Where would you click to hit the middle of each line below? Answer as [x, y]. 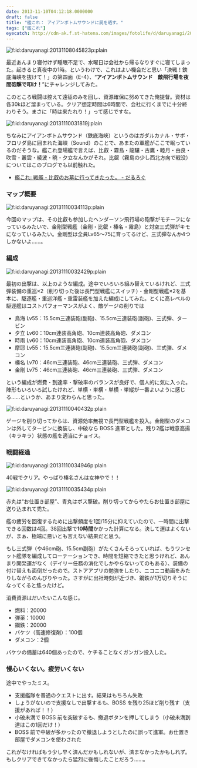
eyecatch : [18, 34]
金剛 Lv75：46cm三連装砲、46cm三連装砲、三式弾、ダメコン [89, 370]
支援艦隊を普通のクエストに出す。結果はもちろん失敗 [79, 696]
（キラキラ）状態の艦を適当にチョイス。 [55, 435]
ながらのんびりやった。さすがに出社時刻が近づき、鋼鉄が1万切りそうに [102, 578]
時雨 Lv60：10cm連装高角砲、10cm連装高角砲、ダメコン [83, 340]
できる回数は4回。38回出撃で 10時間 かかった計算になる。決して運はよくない [98, 529]
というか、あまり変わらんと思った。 [64, 397]
